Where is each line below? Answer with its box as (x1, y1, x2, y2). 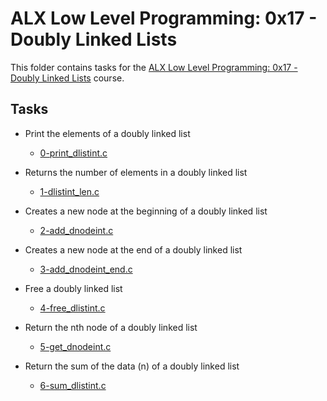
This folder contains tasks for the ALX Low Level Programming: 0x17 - (10, 61, 298, 73)
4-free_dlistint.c (39, 302, 106, 314)
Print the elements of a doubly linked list (24, 127, 191, 139)
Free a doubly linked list (24, 282, 123, 294)
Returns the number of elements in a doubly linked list (24, 166, 248, 178)
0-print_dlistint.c (39, 147, 108, 159)
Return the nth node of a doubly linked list (24, 321, 198, 333)
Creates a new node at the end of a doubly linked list (24, 243, 243, 256)
